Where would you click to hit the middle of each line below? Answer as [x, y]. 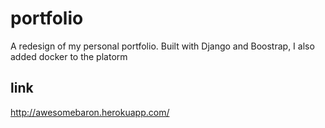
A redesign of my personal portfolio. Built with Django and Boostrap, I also [162, 46]
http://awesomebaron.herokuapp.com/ [90, 112]
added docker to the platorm [69, 56]
